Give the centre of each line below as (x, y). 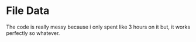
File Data (28, 11)
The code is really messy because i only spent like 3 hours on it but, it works (98, 27)
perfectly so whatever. (33, 33)
